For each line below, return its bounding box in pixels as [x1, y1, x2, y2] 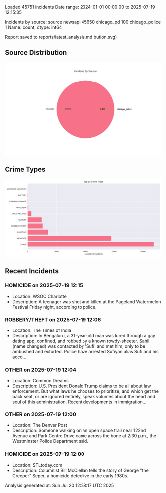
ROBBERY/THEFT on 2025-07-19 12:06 [5, 316, 101, 323]
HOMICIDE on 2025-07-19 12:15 [5, 282, 83, 289]
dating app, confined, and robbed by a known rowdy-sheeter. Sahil [12, 338, 150, 344]
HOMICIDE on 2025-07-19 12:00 [5, 451, 84, 458]
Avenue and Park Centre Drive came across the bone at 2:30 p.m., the [12, 433, 157, 439]
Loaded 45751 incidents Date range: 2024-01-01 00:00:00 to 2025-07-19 [5, 4, 155, 10]
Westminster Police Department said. [12, 438, 88, 444]
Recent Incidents [5, 267, 59, 275]
